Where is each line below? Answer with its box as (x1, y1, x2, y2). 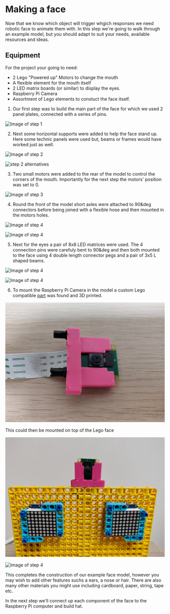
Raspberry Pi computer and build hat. (5, 603, 83, 609)
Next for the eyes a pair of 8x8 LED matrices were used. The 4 (12, 241, 143, 248)
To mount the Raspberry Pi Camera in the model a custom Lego (12, 287, 145, 293)
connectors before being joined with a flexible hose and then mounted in (12, 207, 164, 213)
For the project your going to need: (5, 64, 78, 70)
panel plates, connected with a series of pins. (12, 111, 108, 117)
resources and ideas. (5, 36, 49, 43)
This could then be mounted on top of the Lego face (5, 427, 114, 433)
